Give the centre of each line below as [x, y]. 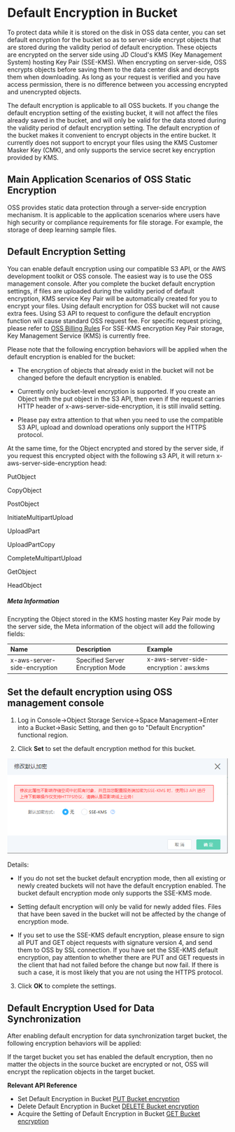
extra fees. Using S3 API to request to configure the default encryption [109, 313]
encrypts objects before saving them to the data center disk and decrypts [113, 69]
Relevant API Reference [42, 1085]
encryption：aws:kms [178, 668]
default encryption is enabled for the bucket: [71, 357]
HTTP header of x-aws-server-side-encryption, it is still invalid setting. [119, 406]
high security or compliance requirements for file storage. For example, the [115, 222]
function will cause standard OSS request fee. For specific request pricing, [115, 321]
